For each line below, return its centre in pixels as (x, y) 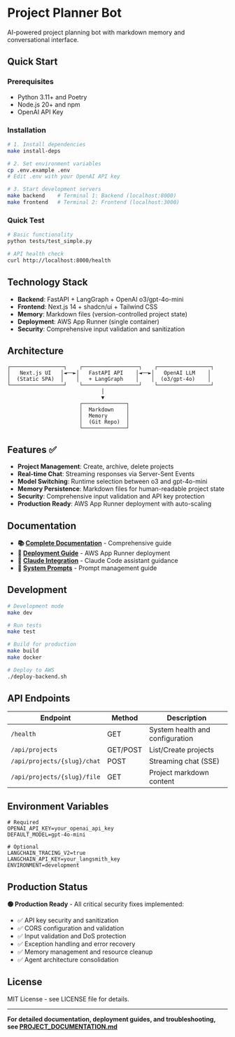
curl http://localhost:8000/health (59, 260)
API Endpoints (39, 698)
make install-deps (34, 151)
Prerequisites (30, 82)
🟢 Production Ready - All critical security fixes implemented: (95, 904)
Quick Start (33, 62)
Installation (27, 130)
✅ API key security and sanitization (68, 920)
